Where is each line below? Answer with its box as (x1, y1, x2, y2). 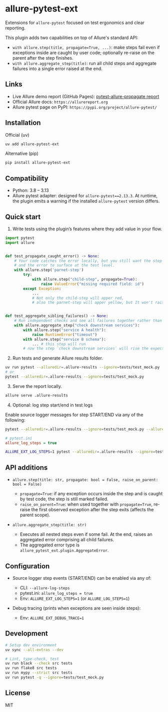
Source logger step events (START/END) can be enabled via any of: (12, 575, 151, 581)
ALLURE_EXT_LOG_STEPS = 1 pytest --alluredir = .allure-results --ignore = (5, 449, 155, 455)
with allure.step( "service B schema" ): (23, 336, 106, 342)
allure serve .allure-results (5, 393, 68, 398)
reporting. (5, 25, 26, 31)
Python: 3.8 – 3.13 (12, 187, 49, 193)
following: (5, 417, 25, 423)
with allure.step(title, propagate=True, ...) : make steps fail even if (12, 44, 160, 50)
